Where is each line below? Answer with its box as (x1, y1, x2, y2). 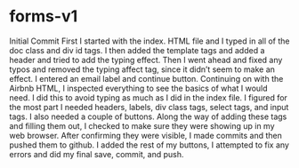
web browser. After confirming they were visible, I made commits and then (9, 130, 283, 140)
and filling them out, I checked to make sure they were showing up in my (9, 120, 275, 131)
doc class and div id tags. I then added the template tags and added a (9, 44, 265, 55)
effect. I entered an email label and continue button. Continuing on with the (9, 73, 284, 84)
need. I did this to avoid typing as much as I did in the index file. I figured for (9, 92, 287, 103)
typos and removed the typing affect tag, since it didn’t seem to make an (9, 64, 276, 75)
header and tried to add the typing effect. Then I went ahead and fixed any (9, 54, 283, 65)
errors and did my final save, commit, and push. (9, 148, 184, 159)
